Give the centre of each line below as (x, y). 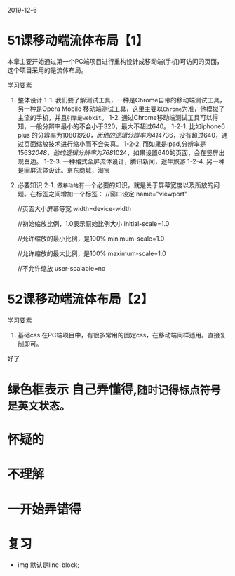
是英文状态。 (39, 407)
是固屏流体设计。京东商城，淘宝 (63, 170)
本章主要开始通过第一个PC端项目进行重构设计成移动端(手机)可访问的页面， (115, 61)
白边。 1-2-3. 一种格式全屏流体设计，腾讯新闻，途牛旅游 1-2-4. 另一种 (124, 161)
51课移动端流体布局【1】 (78, 41)
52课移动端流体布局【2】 (80, 299)
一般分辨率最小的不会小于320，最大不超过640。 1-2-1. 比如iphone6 (128, 126)
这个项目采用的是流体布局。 (47, 70)
